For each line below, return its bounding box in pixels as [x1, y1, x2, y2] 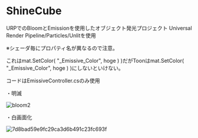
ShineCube [6, 4, 62, 18]
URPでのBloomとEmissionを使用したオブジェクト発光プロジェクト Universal [6, 24, 192, 31]
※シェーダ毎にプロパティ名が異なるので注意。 [6, 44, 118, 52]
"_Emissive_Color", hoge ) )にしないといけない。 [6, 64, 124, 72]
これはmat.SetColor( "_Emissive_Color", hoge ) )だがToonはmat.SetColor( [6, 57, 184, 64]
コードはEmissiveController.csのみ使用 [6, 77, 100, 84]
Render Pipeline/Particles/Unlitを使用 [6, 31, 96, 39]
